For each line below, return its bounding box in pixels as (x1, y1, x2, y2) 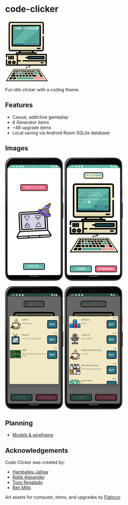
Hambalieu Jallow (12, 469, 49, 475)
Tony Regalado (12, 479, 43, 485)
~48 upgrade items (12, 124, 52, 130)
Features (5, 101, 33, 109)
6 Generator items (12, 119, 49, 125)
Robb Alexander (12, 474, 45, 480)
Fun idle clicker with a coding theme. (5, 86, 80, 92)
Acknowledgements (5, 446, 68, 455)
